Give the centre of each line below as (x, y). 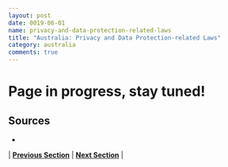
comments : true (33, 52)
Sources (29, 121)
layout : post (30, 15)
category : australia (42, 45)
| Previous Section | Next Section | (66, 155)
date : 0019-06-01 (37, 23)
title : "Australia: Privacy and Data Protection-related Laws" (115, 38)
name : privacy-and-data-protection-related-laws (90, 30)
